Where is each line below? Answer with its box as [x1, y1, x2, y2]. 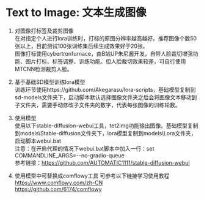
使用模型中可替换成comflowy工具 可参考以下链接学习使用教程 [14, 172, 170, 179]
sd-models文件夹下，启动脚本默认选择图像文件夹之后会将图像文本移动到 [14, 93, 197, 101]
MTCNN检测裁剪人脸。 [14, 65, 73, 72]
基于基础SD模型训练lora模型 [14, 78, 86, 86]
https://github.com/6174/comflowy [14, 185, 102, 193]
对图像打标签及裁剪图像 [14, 27, 74, 34]
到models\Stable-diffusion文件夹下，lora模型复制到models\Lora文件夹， [14, 129, 197, 137]
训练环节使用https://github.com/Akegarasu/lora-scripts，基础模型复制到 [14, 86, 196, 93]
